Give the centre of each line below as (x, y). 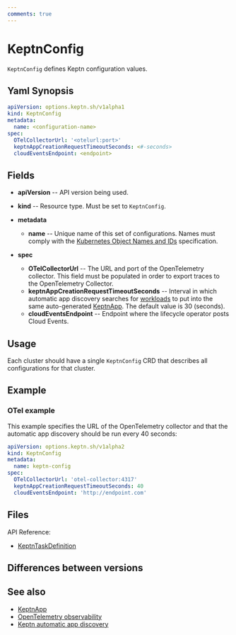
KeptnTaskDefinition (47, 546)
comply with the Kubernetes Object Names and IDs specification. (123, 241)
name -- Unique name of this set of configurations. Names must (122, 234)
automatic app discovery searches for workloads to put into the (120, 299)
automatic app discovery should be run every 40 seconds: (93, 434)
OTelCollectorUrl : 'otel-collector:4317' (76, 480)
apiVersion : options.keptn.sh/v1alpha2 (66, 446)
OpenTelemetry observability (60, 617)
